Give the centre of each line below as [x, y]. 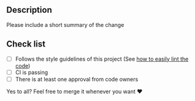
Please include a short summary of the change [65, 24]
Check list [26, 44]
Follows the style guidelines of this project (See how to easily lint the [102, 59]
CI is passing [32, 72]
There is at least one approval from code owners [77, 79]
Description [29, 10]
